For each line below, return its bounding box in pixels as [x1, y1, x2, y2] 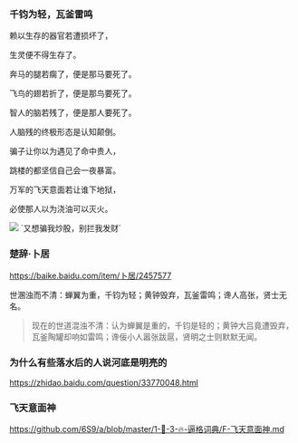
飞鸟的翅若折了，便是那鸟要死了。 [9, 88, 137, 99]
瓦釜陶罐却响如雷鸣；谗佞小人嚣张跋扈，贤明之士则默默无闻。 [31, 331, 263, 342]
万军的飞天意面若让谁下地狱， [9, 184, 120, 196]
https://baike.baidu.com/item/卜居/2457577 [9, 270, 172, 281]
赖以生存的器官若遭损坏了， [9, 30, 113, 42]
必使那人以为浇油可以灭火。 [9, 204, 113, 215]
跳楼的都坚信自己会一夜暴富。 [9, 165, 120, 176]
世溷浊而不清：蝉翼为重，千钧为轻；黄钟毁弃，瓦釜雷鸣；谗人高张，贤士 [9, 289, 279, 300]
